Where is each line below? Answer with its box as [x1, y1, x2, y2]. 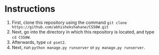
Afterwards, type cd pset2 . [11, 39, 66, 45]
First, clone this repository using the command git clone [11, 19, 127, 25]
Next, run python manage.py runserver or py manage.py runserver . [11, 44, 145, 50]
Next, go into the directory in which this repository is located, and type [11, 29, 155, 35]
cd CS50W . [11, 34, 31, 40]
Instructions [4, 3, 55, 15]
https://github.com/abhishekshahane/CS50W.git [11, 24, 109, 30]
